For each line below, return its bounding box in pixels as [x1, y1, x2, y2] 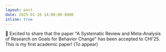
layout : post [5, 7, 33, 13]
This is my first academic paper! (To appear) [5, 41, 98, 47]
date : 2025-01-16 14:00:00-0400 [5, 12, 74, 17]
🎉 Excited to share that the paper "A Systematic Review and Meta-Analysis [5, 31, 161, 37]
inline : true [5, 17, 33, 22]
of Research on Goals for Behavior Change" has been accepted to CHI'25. [5, 36, 160, 42]
